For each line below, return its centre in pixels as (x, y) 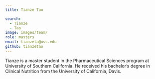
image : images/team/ (27, 33)
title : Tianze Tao (24, 10)
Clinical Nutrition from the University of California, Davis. (63, 71)
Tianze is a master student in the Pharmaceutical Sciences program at (77, 61)
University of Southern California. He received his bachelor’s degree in (78, 66)
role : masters (20, 37)
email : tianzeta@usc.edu (31, 42)
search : (13, 19)
